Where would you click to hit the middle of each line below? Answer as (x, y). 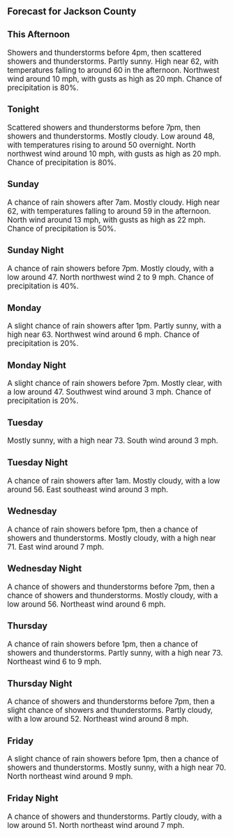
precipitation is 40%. (43, 286)
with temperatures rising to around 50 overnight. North (102, 145)
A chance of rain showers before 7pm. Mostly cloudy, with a (111, 269)
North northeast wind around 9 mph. (70, 777)
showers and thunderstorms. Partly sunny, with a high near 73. (115, 653)
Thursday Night (40, 683)
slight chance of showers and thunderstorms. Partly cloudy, (110, 710)
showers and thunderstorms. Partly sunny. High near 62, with (113, 61)
